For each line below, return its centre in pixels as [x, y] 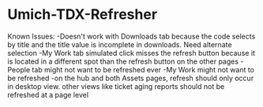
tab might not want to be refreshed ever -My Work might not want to [143, 69]
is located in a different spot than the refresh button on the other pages [123, 61]
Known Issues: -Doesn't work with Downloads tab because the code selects [131, 36]
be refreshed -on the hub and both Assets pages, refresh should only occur [131, 78]
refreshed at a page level [48, 94]
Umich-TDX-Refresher [83, 15]
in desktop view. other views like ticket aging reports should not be [116, 86]
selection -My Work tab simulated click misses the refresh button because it [131, 53]
